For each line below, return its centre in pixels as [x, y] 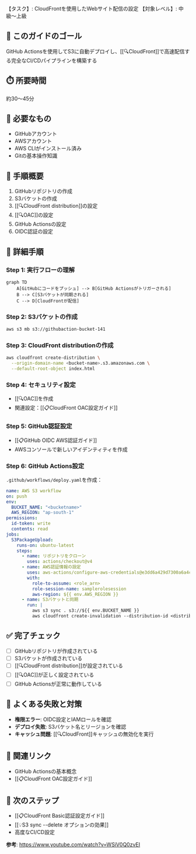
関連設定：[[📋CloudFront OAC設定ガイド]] [66, 408]
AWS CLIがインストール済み [48, 149]
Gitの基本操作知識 [36, 156]
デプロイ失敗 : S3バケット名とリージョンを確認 [70, 726]
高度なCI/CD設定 [35, 832]
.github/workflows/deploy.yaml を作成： [54, 479]
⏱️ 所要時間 [26, 81]
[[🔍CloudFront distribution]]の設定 [56, 206]
